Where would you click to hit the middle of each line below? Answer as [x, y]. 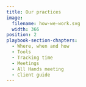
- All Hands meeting [38, 69]
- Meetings [26, 63]
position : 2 [21, 35]
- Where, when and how [41, 47]
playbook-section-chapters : [42, 40]
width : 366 [26, 29]
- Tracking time [32, 58]
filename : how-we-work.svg [46, 23]
